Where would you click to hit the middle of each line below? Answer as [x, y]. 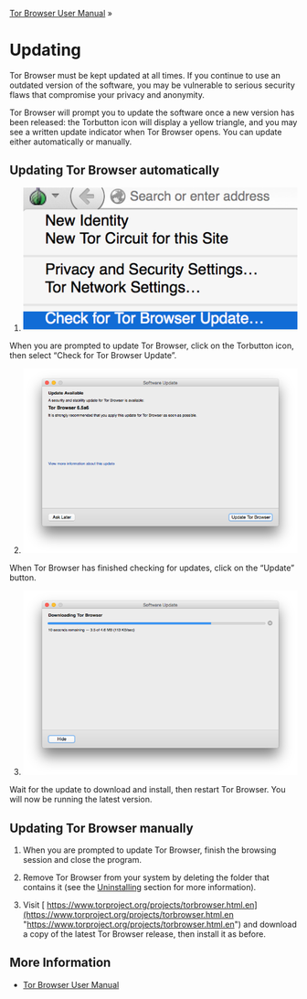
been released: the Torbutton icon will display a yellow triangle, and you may [153, 122]
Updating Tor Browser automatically [115, 170]
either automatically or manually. [71, 142]
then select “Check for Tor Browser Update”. [93, 356]
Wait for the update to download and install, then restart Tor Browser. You [148, 790]
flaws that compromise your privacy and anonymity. [107, 94]
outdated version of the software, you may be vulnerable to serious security [152, 85]
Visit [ [34, 905]
